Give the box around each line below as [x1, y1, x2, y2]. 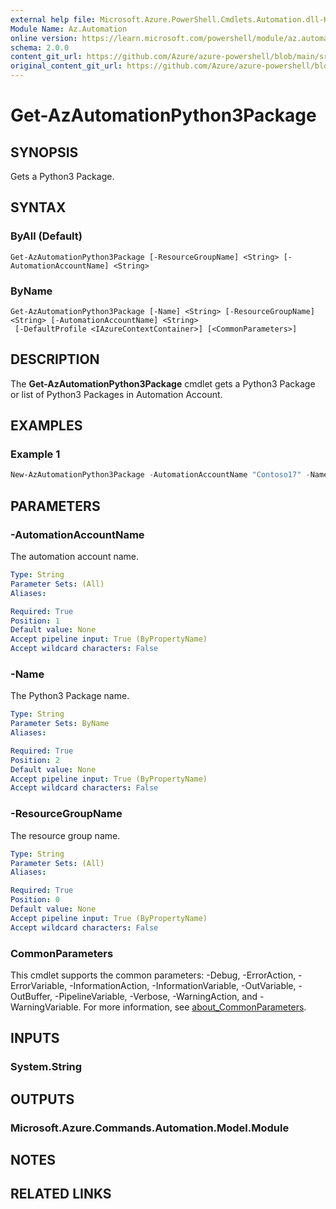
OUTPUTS [10, 1091, 75, 1108]
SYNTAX [10, 199, 67, 216]
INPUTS [10, 1030, 60, 1047]
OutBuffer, [10, 990, 53, 1002]
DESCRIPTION [10, 351, 100, 368]
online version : [10, 33, 78, 43]
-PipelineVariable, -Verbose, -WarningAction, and [54, 990, 258, 1002]
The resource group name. [10, 829, 121, 841]
